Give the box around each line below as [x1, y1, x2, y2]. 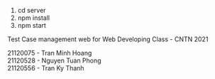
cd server [17, 6, 46, 14]
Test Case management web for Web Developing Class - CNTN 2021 [7, 35, 209, 43]
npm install [17, 14, 50, 22]
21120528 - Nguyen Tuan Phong [7, 56, 101, 65]
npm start [17, 21, 46, 29]
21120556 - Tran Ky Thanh [7, 64, 84, 72]
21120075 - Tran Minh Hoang [7, 49, 92, 57]
